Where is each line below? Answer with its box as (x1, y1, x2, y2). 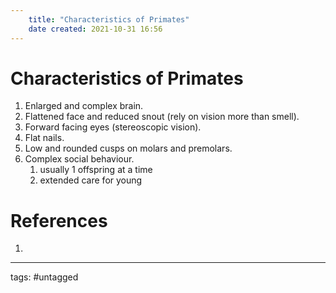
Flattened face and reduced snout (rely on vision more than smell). (24, 111, 300, 123)
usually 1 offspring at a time (39, 164, 153, 176)
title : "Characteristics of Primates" (28, 14, 190, 25)
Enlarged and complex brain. (24, 100, 144, 112)
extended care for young (39, 174, 143, 186)
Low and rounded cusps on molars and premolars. (24, 142, 233, 155)
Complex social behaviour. (24, 153, 135, 165)
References (10, 209, 108, 232)
